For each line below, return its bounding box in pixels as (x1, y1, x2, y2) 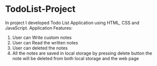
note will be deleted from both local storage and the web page (12, 55, 139, 61)
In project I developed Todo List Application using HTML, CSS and (5, 20, 140, 26)
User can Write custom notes (12, 34, 72, 40)
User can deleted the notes (12, 45, 68, 51)
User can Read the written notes (12, 39, 78, 45)
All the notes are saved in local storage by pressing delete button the (12, 50, 152, 56)
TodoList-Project (5, 3, 76, 15)
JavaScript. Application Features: (5, 25, 73, 31)
